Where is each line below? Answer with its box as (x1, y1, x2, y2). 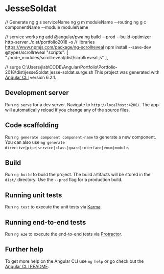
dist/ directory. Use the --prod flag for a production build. (5, 177, 122, 183)
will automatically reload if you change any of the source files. (5, 107, 130, 113)
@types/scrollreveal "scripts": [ (5, 49, 69, 55)
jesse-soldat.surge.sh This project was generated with (49, 69, 160, 75)
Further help (5, 245, 44, 253)
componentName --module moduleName (5, 24, 89, 30)
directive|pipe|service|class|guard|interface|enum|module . (5, 144, 129, 150)
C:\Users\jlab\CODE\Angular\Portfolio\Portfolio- (22, 64, 118, 70)
